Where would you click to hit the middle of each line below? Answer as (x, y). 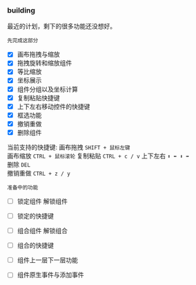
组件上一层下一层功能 (47, 260)
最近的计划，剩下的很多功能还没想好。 (61, 26)
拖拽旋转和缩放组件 (45, 63)
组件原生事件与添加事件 (50, 275)
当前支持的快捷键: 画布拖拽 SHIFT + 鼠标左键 (69, 147)
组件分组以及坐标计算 (47, 89)
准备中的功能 (23, 187)
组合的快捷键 (35, 246)
